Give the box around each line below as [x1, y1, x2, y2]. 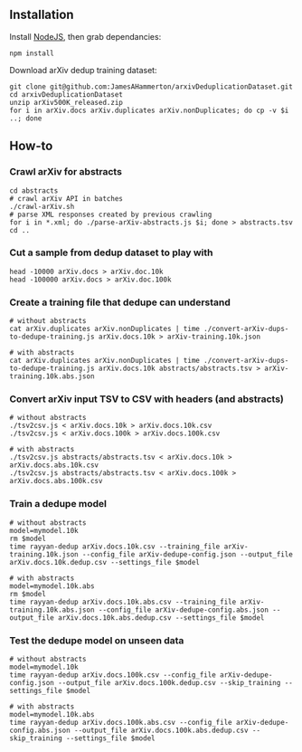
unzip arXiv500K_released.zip [9, 98, 124, 107]
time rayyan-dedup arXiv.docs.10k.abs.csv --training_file [9, 597, 237, 606]
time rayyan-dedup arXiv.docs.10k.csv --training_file [9, 542, 221, 551]
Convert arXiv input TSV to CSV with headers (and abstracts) [9, 393, 285, 405]
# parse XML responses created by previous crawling [9, 210, 212, 219]
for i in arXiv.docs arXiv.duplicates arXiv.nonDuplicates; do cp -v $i [9, 106, 289, 115]
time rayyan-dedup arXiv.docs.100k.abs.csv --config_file [9, 718, 232, 727]
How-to [9, 138, 53, 154]
